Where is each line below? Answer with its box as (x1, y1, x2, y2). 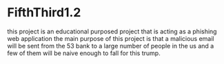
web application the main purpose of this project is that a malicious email (7, 34, 214, 42)
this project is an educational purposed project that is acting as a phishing (7, 27, 217, 35)
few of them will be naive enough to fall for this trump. (7, 49, 161, 57)
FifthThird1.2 (7, 5, 81, 20)
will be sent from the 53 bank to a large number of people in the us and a (7, 42, 214, 50)
